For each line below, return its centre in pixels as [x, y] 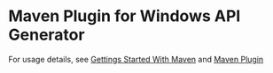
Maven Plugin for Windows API [125, 16]
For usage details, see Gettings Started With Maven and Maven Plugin [136, 59]
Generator [47, 35]
